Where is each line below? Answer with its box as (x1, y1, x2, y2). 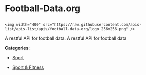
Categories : (5, 45, 30, 51)
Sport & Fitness (12, 64, 44, 70)
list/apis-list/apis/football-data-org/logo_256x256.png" (5, 27, 128, 32)
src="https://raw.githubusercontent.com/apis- (43, 22, 142, 27)
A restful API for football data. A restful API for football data (5, 35, 127, 41)
